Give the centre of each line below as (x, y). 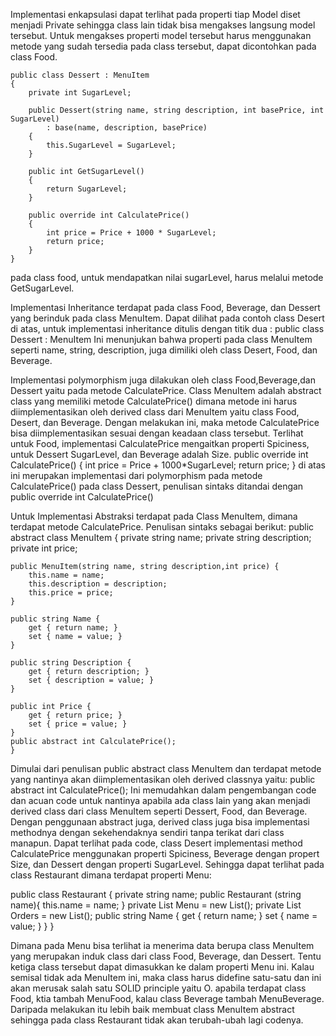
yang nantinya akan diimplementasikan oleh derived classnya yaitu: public (163, 779)
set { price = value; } (78, 724)
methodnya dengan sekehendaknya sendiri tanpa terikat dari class (147, 832)
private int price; (44, 548)
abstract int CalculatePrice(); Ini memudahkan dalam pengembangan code (163, 790)
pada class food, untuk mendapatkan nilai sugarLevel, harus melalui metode (167, 277)
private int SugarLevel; (80, 93)
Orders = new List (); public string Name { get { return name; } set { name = (164, 915)
